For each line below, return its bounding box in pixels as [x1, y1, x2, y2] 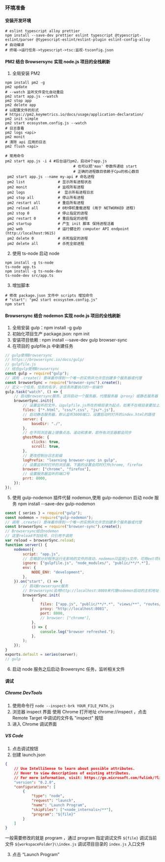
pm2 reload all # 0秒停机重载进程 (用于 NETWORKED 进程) [7, 206, 136, 211]
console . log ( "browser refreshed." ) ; [40, 629, 115, 634]
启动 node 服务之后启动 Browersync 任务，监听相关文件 [12, 666, 125, 672]
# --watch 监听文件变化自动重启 [5, 90, 64, 95]
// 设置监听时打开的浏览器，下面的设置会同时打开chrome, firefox [23, 462, 143, 467]
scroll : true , [31, 444, 60, 449]
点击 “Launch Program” [12, 852, 60, 858]
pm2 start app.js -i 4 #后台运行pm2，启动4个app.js [5, 159, 107, 164]
